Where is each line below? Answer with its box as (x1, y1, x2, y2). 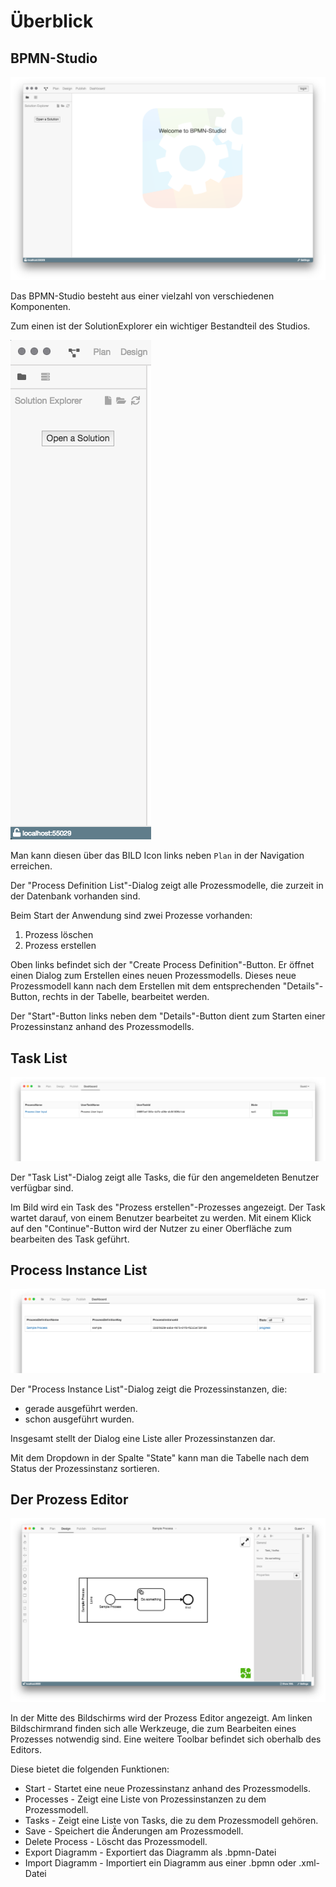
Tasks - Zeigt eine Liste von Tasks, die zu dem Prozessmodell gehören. (24, 1815, 319, 1827)
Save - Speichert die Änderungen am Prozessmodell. (24, 1825, 244, 1837)
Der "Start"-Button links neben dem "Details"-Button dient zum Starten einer (10, 1010, 326, 1022)
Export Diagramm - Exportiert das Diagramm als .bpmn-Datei (24, 1846, 277, 1859)
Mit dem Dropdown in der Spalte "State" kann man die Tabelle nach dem (10, 1451, 310, 1464)
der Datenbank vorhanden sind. (10, 890, 141, 902)
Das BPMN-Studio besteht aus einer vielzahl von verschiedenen (10, 290, 275, 302)
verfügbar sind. (10, 1181, 74, 1194)
